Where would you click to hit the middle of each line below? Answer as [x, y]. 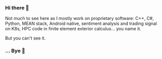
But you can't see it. [25, 38]
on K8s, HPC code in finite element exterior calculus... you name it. [73, 29]
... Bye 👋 [15, 51]
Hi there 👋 [17, 8]
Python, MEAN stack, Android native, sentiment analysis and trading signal [81, 23]
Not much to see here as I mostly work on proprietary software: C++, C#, [80, 19]
